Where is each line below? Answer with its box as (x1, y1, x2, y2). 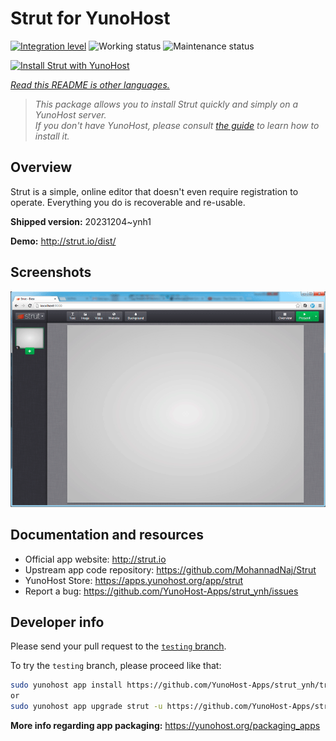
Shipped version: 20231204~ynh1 (10, 215, 152, 227)
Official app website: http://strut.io (24, 553, 167, 565)
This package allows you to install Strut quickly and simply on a (34, 98, 299, 110)
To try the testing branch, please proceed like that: (10, 660, 222, 672)
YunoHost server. (34, 108, 107, 121)
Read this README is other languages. (10, 78, 170, 91)
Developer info (10, 614, 105, 631)
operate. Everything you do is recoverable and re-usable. (10, 196, 246, 208)
